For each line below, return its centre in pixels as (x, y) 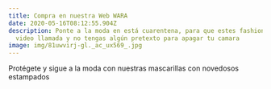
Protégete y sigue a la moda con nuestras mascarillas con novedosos (124, 68)
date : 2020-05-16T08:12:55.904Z (63, 23)
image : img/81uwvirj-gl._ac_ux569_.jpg (75, 46)
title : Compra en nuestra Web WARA (68, 16)
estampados (29, 77)
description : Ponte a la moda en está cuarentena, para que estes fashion (137, 30)
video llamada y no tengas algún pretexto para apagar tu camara (128, 38)
